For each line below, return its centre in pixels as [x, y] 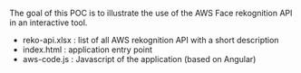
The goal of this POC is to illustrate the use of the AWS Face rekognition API [151, 13]
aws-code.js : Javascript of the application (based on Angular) [139, 59]
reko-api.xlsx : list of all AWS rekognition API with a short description [150, 40]
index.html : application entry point [87, 50]
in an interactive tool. [49, 23]
